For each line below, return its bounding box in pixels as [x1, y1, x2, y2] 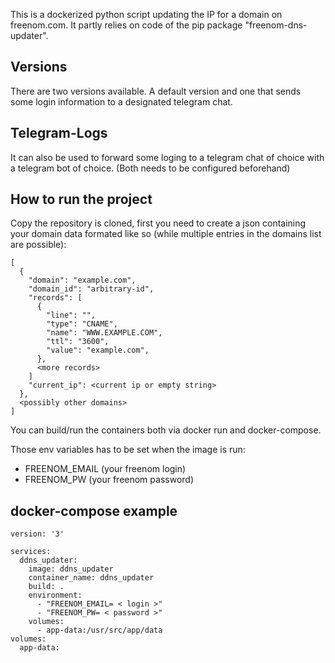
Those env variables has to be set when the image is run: [10, 444, 246, 456]
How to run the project [10, 191, 153, 208]
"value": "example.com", [46, 345, 150, 356]
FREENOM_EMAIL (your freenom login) [24, 463, 187, 475]
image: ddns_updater [28, 564, 114, 574]
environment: [28, 590, 83, 601]
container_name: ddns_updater [28, 573, 155, 583]
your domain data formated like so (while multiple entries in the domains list [10, 228, 322, 240]
